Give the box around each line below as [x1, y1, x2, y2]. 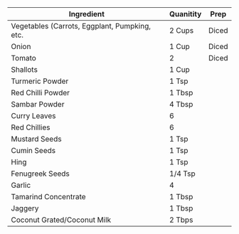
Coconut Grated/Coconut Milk [11, 215, 112, 225]
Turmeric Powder [11, 76, 69, 86]
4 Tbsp [169, 100, 193, 109]
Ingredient [68, 9, 105, 18]
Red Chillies [11, 122, 51, 132]
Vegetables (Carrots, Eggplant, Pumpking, [11, 21, 152, 31]
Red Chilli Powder [11, 88, 70, 97]
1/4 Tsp [169, 169, 196, 179]
